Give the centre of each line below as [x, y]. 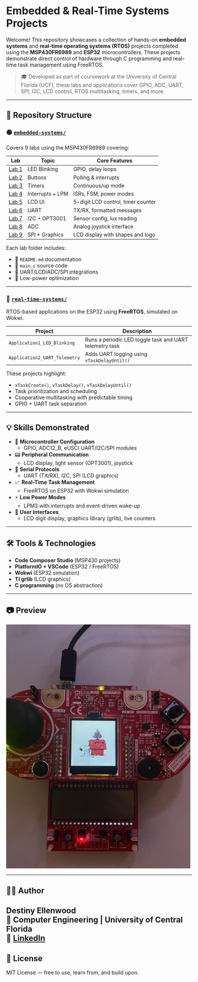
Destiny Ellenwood [41, 911]
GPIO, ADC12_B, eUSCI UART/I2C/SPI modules [80, 448]
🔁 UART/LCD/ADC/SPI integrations [56, 272]
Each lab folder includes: [36, 248]
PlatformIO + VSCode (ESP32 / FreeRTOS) [67, 566]
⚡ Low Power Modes [40, 497]
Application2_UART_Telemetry [44, 358]
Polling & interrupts [96, 177]
